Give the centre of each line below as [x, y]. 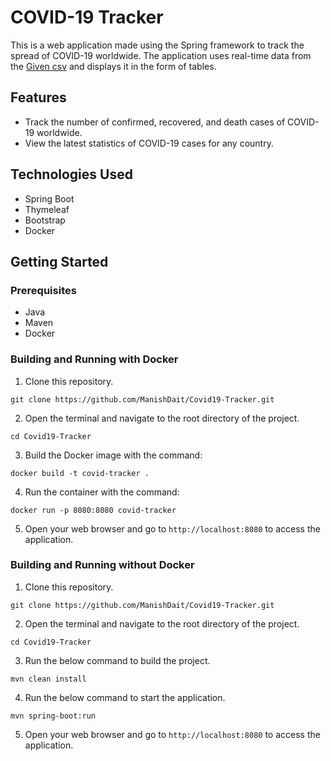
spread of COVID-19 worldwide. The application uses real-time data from [161, 55]
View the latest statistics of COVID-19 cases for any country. [149, 143]
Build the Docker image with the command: [113, 455]
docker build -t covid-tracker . [80, 473]
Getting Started [59, 261]
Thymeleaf [47, 209]
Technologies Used [71, 174]
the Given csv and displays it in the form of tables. [113, 66]
